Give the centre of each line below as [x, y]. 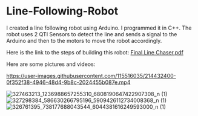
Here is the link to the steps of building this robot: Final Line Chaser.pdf [95, 52]
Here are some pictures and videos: [51, 64]
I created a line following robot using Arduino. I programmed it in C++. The [99, 28]
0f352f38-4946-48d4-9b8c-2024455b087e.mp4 [68, 82]
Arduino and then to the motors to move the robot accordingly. [84, 40]
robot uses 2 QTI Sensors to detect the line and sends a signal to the [92, 34]
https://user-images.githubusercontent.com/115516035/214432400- [91, 76]
